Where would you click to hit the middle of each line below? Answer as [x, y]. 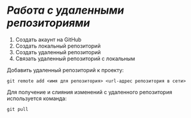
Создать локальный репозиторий [58, 46]
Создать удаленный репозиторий [58, 52]
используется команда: [37, 98]
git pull [18, 109]
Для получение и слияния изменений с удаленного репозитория [90, 92]
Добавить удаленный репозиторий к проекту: [65, 70]
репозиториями [48, 23]
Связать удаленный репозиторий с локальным [75, 58]
